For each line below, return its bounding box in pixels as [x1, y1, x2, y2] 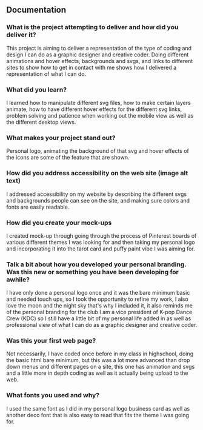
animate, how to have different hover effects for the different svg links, [6, 106, 182, 113]
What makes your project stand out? [6, 133, 116, 142]
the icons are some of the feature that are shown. [6, 154, 130, 161]
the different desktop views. [6, 118, 76, 126]
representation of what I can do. [6, 70, 87, 78]
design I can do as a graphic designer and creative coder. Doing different [6, 51, 189, 58]
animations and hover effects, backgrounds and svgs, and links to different [6, 57, 193, 64]
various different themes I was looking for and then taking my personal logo [6, 238, 195, 246]
